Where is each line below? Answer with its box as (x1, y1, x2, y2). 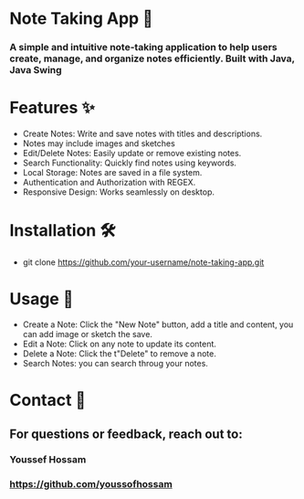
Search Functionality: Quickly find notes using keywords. (22, 157, 237, 168)
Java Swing (9, 64, 62, 77)
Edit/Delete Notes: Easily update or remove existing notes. (22, 148, 242, 159)
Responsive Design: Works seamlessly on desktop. (22, 186, 215, 197)
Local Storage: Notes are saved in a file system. (22, 167, 203, 178)
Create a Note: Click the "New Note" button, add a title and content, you (22, 319, 294, 330)
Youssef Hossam (9, 453, 87, 466)
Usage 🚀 (9, 289, 74, 310)
